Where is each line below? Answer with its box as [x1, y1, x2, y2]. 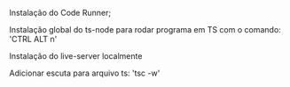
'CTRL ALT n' [9, 34, 58, 44]
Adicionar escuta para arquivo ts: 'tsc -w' [9, 68, 161, 78]
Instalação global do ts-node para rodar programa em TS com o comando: [9, 25, 281, 34]
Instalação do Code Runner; [9, 8, 112, 18]
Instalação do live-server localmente [9, 51, 143, 61]
